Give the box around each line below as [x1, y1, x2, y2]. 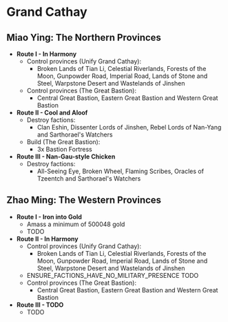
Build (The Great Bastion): [26, 138, 101, 145]
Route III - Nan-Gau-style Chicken [16, 152, 116, 161]
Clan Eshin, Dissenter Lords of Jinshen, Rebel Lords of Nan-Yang [37, 123, 222, 131]
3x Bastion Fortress [37, 145, 92, 153]
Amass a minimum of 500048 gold [26, 220, 125, 228]
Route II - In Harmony [16, 234, 79, 243]
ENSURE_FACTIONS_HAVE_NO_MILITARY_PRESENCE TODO [26, 271, 199, 279]
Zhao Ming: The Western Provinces [6, 194, 162, 206]
